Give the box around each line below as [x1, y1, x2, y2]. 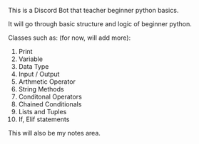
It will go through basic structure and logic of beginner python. [8, 20, 192, 28]
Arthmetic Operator [18, 77, 76, 86]
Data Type [18, 62, 49, 70]
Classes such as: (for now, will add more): [8, 33, 131, 42]
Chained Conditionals [18, 100, 82, 109]
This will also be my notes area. [8, 129, 101, 137]
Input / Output [18, 70, 60, 78]
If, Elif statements [18, 115, 70, 123]
